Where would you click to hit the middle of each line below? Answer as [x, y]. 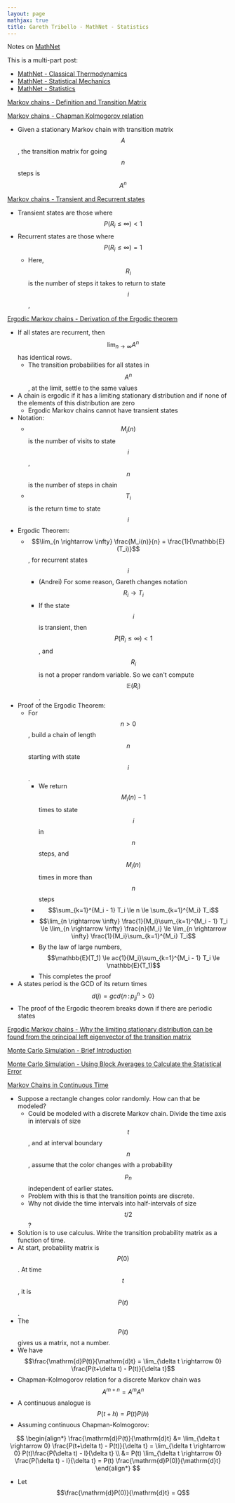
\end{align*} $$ [118, 1468]
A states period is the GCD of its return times [82, 983]
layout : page [26, 14]
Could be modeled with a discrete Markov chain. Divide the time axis [127, 1114]
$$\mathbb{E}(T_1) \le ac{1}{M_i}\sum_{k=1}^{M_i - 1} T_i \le [133, 957]
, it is [24, 1292]
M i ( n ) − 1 [133, 798]
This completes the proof [75, 976]
